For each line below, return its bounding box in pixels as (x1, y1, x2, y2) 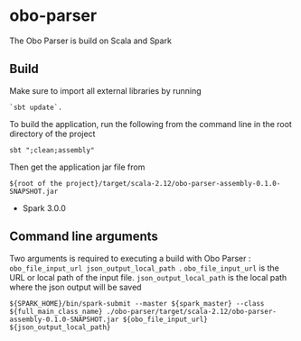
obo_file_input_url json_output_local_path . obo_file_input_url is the (9, 263, 280, 273)
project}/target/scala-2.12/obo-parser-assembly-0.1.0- (66, 179, 281, 188)
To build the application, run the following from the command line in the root (9, 118, 292, 129)
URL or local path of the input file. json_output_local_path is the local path (9, 272, 287, 282)
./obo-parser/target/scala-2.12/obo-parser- (106, 307, 277, 316)
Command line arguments (9, 229, 158, 244)
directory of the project (9, 128, 96, 139)
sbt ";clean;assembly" (9, 145, 95, 154)
